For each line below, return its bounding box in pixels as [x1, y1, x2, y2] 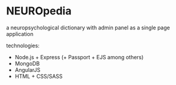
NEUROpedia [6, 4, 72, 18]
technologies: [6, 42, 40, 49]
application [6, 30, 34, 37]
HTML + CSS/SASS [14, 72, 63, 80]
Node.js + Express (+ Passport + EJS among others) [14, 53, 144, 60]
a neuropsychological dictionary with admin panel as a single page [6, 24, 170, 31]
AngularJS [14, 66, 41, 73]
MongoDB [14, 60, 40, 67]
